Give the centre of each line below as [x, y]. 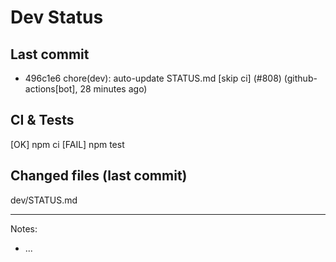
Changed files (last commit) [99, 176]
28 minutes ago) [113, 89]
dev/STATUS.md [44, 200]
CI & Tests [42, 120]
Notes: [24, 228]
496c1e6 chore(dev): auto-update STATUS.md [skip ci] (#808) [153, 78]
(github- [300, 78]
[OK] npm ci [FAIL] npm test [67, 144]
